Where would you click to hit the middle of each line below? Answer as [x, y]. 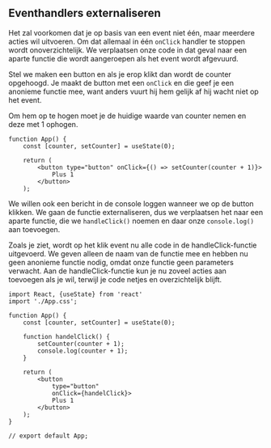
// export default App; [49, 436]
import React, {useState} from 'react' [76, 294]
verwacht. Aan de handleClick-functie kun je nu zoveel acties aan [117, 271]
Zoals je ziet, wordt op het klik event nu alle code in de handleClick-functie [133, 245]
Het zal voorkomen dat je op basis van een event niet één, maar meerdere [131, 32]
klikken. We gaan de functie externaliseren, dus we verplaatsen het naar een [136, 212]
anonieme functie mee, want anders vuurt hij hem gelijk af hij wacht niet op [133, 91]
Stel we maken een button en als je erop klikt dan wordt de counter [120, 74]
